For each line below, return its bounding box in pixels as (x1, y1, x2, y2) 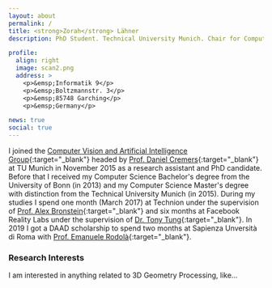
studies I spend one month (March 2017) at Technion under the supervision (8, 197, 259, 207)
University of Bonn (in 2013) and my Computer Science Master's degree (8, 180, 249, 190)
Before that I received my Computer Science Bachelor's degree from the (8, 172, 250, 181)
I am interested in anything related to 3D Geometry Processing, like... (8, 270, 238, 280)
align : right (15, 57, 60, 65)
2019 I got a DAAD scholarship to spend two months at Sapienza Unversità (8, 223, 257, 233)
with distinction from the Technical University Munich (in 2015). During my (8, 189, 256, 198)
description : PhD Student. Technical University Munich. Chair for (8, 34, 241, 43)
